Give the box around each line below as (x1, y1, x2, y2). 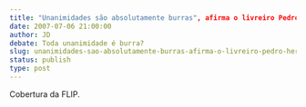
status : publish (9, 55, 71, 64)
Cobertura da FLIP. (9, 88, 80, 100)
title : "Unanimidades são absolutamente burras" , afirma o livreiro (9, 13, 275, 23)
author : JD (9, 30, 51, 39)
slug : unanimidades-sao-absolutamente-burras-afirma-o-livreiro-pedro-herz (9, 47, 303, 56)
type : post (9, 64, 51, 73)
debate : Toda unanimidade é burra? (9, 38, 145, 48)
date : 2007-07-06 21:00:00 (9, 22, 112, 31)
